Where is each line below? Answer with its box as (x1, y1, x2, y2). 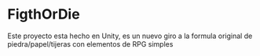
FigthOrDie (7, 5, 80, 23)
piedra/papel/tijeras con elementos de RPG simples (7, 39, 174, 48)
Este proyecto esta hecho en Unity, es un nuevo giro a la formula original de (7, 31, 253, 40)
